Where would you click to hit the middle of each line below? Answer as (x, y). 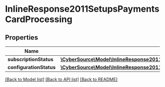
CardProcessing (39, 19)
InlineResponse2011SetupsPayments (82, 9)
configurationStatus (32, 67)
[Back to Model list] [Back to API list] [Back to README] (61, 79)
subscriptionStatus (30, 59)
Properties (22, 37)
